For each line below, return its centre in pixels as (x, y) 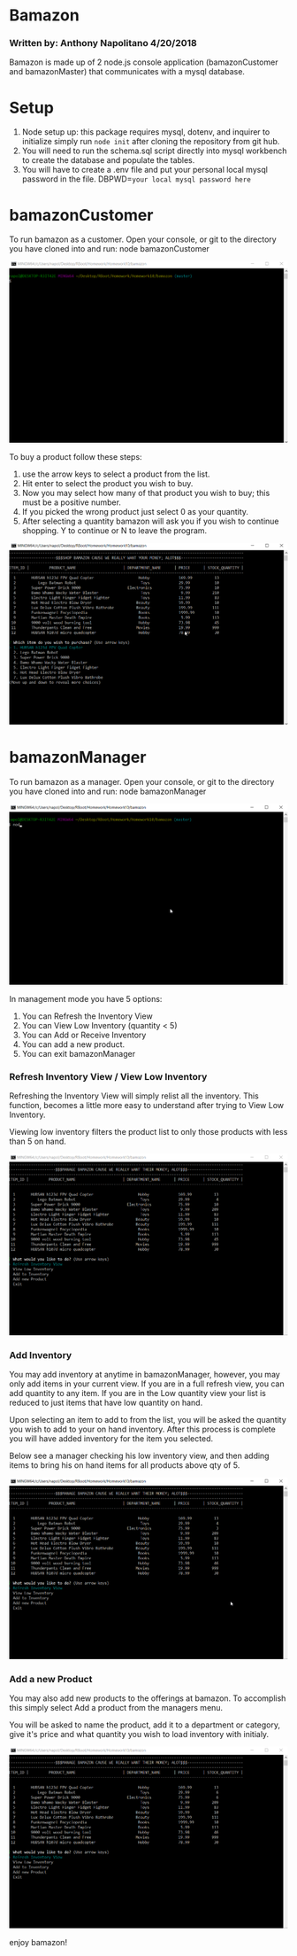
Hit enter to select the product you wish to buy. (107, 483)
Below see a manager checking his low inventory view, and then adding (139, 1456)
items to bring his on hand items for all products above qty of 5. (125, 1465)
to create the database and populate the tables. (108, 160)
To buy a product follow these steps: (76, 456)
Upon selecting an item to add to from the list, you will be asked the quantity (148, 1420)
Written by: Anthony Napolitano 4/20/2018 (103, 43)
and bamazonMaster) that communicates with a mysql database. (127, 72)
